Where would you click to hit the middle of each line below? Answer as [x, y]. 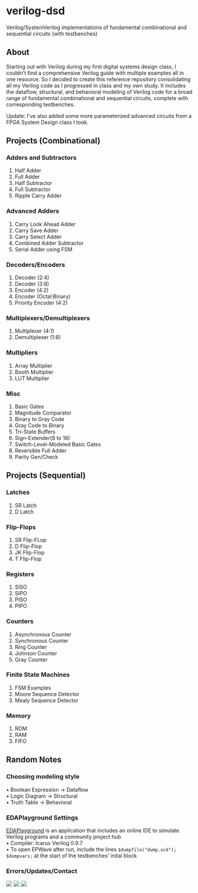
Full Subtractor [33, 189]
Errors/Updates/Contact [42, 871]
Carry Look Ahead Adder [45, 224]
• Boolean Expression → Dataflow [47, 789]
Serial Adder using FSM [43, 249]
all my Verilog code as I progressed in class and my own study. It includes [96, 85]
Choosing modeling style [43, 777]
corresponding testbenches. [40, 104]
